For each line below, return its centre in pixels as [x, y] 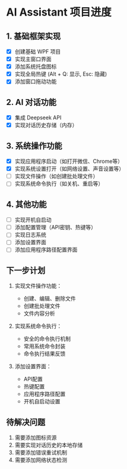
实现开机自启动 [33, 220]
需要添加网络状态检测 [41, 460]
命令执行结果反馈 [45, 354]
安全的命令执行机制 [47, 339]
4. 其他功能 [26, 204]
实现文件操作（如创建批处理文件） [56, 176]
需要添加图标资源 [36, 438]
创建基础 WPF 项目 [38, 52]
